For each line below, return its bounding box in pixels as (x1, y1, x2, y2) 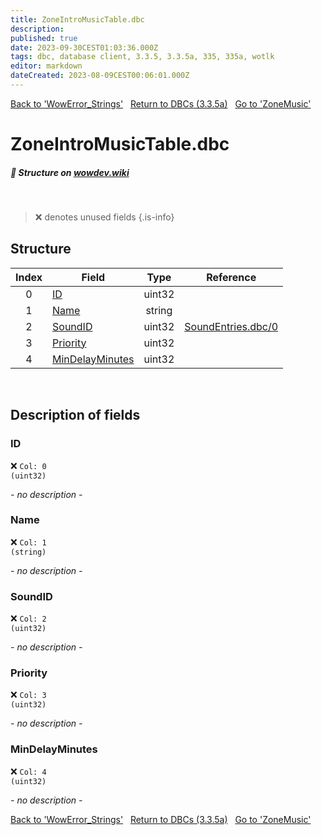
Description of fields (10, 407, 141, 424)
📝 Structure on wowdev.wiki (10, 166, 130, 178)
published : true (10, 33, 78, 43)
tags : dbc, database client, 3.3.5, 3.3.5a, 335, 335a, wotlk (10, 52, 275, 62)
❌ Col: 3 (10, 689, 47, 701)
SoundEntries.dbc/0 (184, 319, 279, 333)
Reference (206, 270, 257, 284)
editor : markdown (10, 61, 83, 71)
